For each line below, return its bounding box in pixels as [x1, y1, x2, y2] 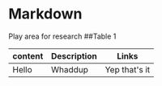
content [12, 50, 44, 61]
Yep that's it [104, 63, 151, 75]
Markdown [8, 5, 83, 23]
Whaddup [51, 63, 89, 75]
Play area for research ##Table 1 [8, 31, 117, 41]
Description [51, 50, 97, 61]
